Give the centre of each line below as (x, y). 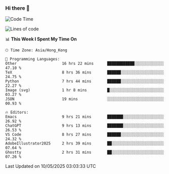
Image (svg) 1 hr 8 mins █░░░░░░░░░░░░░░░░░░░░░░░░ (85, 90)
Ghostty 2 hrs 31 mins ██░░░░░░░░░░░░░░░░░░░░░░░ (85, 152)
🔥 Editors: (17, 113)
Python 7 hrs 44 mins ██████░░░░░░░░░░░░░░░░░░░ (85, 81)
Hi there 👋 (18, 8)
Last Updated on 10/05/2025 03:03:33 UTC (51, 166)
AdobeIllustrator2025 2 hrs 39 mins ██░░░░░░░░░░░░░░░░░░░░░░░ (85, 144)
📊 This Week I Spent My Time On (41, 39)
